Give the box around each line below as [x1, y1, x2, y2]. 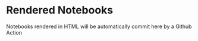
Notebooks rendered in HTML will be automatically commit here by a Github [6, 23, 192, 30]
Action [6, 29, 23, 36]
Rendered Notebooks [6, 4, 114, 17]
